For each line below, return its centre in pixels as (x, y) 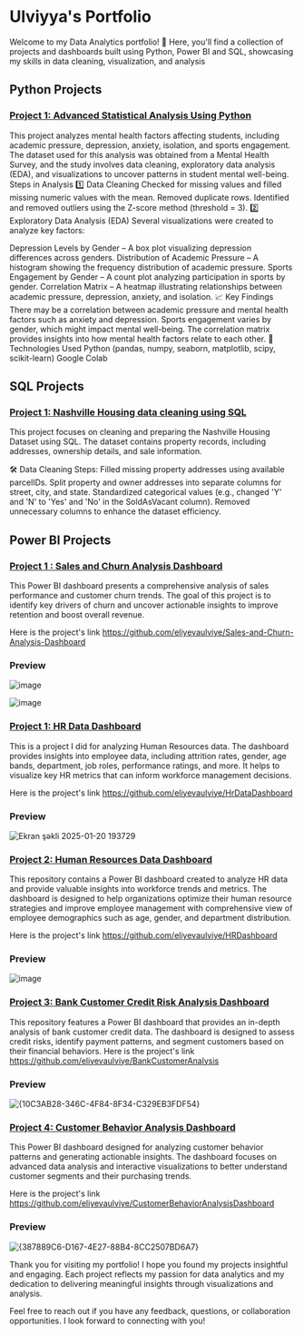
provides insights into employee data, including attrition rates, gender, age (148, 756)
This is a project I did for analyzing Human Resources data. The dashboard (149, 746)
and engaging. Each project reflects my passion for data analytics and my (147, 1274)
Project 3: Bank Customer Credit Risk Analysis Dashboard (139, 1003)
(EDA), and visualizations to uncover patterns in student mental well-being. (149, 173)
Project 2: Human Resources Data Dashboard (111, 859)
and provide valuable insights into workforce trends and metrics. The (138, 889)
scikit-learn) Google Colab (59, 358)
